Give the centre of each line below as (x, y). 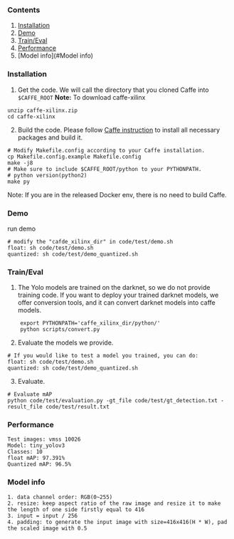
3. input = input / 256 (43, 516)
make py (19, 182)
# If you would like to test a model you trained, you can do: (103, 356)
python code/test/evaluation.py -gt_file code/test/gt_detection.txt (113, 401)
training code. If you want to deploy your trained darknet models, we (118, 295)
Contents (24, 10)
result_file (25, 407)
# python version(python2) (47, 175)
